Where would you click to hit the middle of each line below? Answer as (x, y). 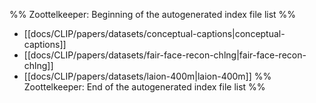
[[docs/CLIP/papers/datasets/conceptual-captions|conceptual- (154, 33)
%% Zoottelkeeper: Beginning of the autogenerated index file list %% (153, 14)
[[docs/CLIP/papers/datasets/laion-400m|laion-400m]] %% (147, 76)
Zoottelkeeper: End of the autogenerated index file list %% (144, 87)
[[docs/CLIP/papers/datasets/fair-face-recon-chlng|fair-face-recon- (165, 55)
